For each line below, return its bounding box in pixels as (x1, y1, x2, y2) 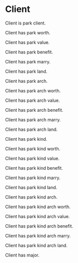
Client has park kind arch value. (5, 213, 70, 219)
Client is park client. (5, 20, 46, 26)
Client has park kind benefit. (5, 165, 63, 171)
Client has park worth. (5, 29, 51, 35)
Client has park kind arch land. (5, 242, 68, 248)
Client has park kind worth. (5, 146, 61, 152)
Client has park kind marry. (5, 175, 61, 181)
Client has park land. (5, 68, 48, 74)
